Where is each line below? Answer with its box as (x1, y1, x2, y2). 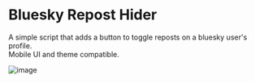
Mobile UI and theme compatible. (8, 49, 119, 59)
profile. (8, 40, 32, 50)
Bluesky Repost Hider (8, 6, 158, 24)
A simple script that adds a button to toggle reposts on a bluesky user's (8, 32, 248, 42)
